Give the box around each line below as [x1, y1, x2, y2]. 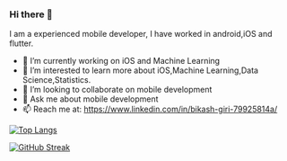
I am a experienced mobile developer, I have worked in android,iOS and [9, 29, 273, 40]
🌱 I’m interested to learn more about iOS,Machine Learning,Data [22, 65, 258, 76]
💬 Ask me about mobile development [22, 94, 159, 104]
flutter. [9, 38, 34, 49]
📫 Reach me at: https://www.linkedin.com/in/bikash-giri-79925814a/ [22, 103, 278, 115]
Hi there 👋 [9, 8, 54, 21]
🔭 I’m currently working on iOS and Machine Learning [22, 56, 221, 67]
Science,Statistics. [22, 75, 91, 85]
